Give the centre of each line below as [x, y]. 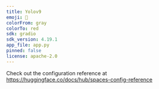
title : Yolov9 [24, 12]
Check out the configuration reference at [57, 73]
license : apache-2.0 [32, 56]
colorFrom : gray [26, 23]
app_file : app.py [28, 45]
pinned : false [24, 51]
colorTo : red [22, 28]
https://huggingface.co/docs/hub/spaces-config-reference [79, 79]
